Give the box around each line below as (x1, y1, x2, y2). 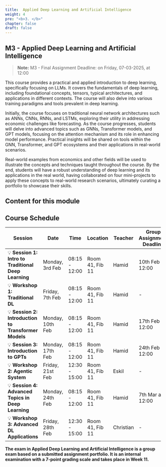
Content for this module (5, 197, 80, 206)
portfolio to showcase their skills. (5, 182, 73, 188)
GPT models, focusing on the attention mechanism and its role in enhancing (5, 131, 160, 137)
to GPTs (7, 354, 27, 361)
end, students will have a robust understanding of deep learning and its (5, 167, 150, 173)
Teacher (113, 235, 133, 242)
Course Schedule (5, 213, 60, 222)
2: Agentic (7, 368, 33, 375)
